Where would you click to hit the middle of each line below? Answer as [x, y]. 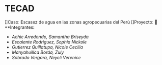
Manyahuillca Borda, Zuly [38, 52]
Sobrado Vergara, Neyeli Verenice [46, 57]
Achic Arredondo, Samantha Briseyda [50, 37]
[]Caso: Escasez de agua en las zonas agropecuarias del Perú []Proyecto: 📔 [81, 22]
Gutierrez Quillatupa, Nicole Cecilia [47, 47]
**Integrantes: [20, 27]
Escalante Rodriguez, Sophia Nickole [49, 42]
